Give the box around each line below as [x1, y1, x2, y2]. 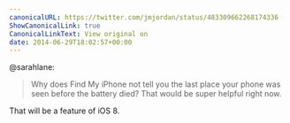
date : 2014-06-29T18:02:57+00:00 [9, 37, 133, 47]
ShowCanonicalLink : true [9, 21, 101, 30]
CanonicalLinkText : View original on [9, 29, 149, 38]
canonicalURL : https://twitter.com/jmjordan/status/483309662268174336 [9, 12, 279, 22]
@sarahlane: [9, 62, 55, 73]
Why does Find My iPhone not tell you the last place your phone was [30, 79, 281, 89]
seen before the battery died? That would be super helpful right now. [30, 88, 282, 99]
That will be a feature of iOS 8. [9, 105, 120, 116]
